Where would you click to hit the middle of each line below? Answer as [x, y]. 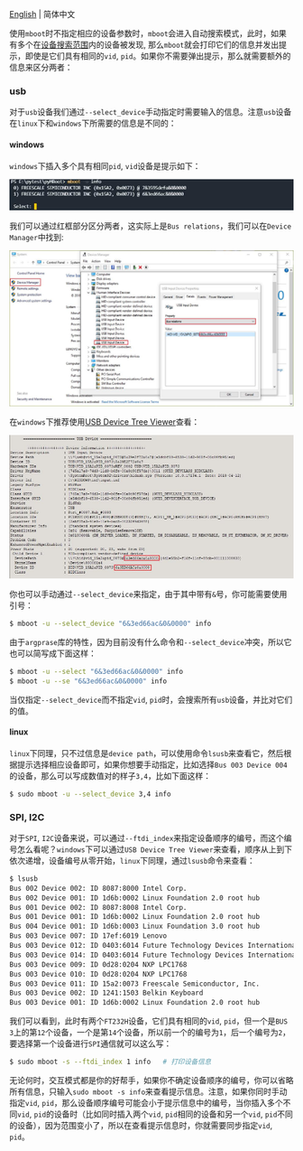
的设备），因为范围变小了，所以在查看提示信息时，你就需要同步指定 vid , [141, 1126]
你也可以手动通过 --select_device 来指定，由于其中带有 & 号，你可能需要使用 [148, 594]
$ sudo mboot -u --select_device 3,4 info [90, 794]
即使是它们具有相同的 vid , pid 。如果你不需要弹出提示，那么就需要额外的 [158, 56]
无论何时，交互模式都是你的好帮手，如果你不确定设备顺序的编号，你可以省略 [151, 1081]
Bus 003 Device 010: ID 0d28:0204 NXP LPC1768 [98, 974]
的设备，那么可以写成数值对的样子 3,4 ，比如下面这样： [110, 775]
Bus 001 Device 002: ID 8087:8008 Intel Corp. [98, 907]
